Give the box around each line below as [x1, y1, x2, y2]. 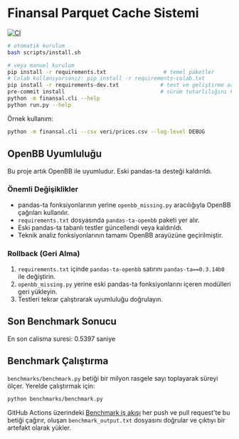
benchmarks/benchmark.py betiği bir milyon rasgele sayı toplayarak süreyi [7, 374, 218, 382]
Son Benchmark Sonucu [7, 315, 117, 328]
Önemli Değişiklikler [7, 184, 78, 194]
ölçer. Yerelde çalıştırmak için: [7, 381, 95, 390]
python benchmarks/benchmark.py [7, 395, 103, 403]
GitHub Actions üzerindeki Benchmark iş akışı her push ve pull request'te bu [7, 408, 230, 417]
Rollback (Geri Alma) [7, 248, 80, 258]
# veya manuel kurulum [7, 62, 75, 69]
